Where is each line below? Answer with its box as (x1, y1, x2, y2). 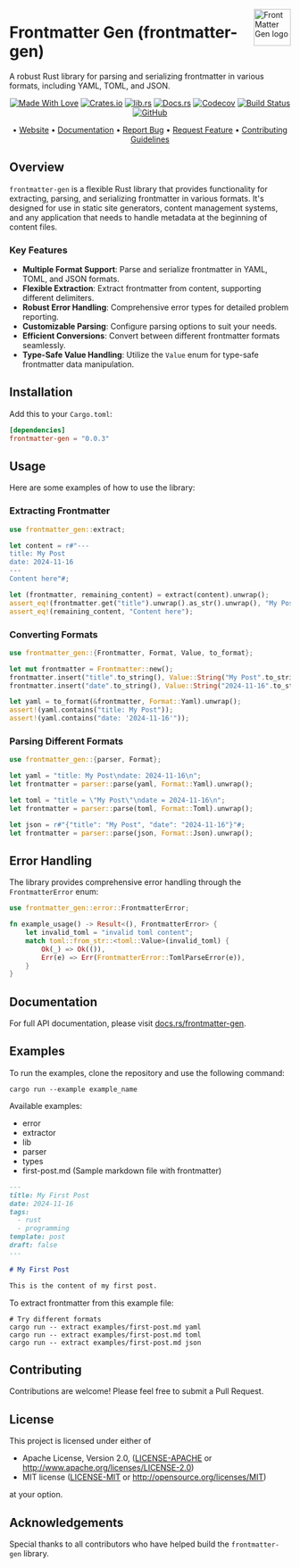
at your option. (9, 1489, 63, 1500)
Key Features (9, 244, 69, 256)
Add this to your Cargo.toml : (9, 408, 113, 419)
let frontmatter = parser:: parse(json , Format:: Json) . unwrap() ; (9, 829, 254, 838)
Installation (9, 385, 73, 400)
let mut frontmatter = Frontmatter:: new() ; (9, 664, 174, 673)
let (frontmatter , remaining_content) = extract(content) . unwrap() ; (9, 590, 270, 599)
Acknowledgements (9, 1514, 124, 1530)
